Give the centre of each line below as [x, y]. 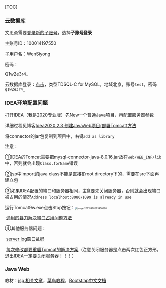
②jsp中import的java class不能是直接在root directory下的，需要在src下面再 [82, 174]
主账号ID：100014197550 [31, 43]
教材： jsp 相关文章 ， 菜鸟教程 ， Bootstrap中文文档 [56, 280]
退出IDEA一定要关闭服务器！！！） [41, 256]
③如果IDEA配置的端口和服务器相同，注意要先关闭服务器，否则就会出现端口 [83, 190]
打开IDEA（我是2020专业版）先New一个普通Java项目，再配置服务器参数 [80, 115]
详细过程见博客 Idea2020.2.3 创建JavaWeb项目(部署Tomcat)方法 [71, 125]
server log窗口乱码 [25, 239]
